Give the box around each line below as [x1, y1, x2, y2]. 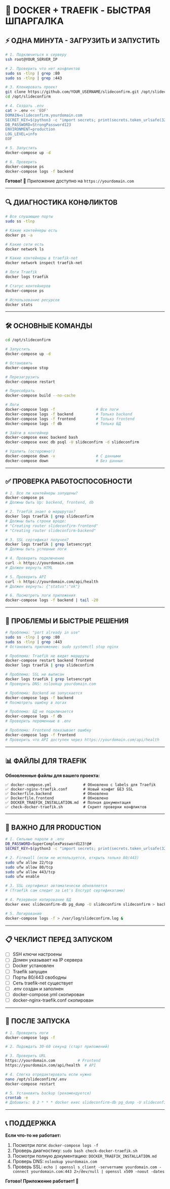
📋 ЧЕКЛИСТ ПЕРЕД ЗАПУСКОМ [5, 935, 113, 944]
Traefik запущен [12, 968, 48, 974]
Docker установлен [12, 963, 54, 969]
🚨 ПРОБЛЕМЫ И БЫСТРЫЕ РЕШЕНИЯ [5, 616, 129, 625]
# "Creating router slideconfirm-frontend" [5, 523, 99, 529]
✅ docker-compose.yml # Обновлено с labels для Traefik [5, 782, 156, 787]
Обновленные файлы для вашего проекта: [5, 773, 100, 779]
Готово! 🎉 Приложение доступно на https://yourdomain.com [5, 178, 134, 184]
